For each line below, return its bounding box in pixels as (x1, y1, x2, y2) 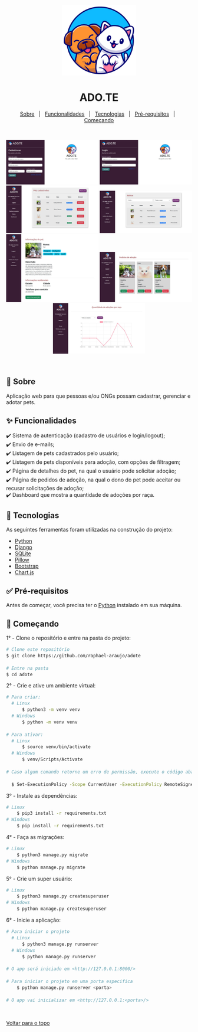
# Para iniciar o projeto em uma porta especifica (6, 978, 133, 984)
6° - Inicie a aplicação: (6, 916, 61, 923)
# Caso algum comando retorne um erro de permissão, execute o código (6, 769, 183, 775)
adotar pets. (6, 398, 36, 405)
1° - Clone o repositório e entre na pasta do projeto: (6, 634, 131, 641)
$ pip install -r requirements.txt (16, 823, 104, 829)
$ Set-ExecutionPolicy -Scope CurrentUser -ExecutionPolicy (11, 781, 162, 787)
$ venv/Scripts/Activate (21, 756, 83, 762)
